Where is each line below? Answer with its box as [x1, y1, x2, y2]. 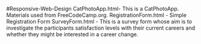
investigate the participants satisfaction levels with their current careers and [6, 24, 195, 31]
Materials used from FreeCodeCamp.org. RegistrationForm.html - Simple [6, 11, 187, 19]
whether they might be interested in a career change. [6, 31, 139, 38]
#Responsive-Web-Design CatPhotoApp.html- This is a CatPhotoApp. [6, 5, 179, 12]
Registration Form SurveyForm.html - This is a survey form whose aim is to [6, 18, 192, 25]
